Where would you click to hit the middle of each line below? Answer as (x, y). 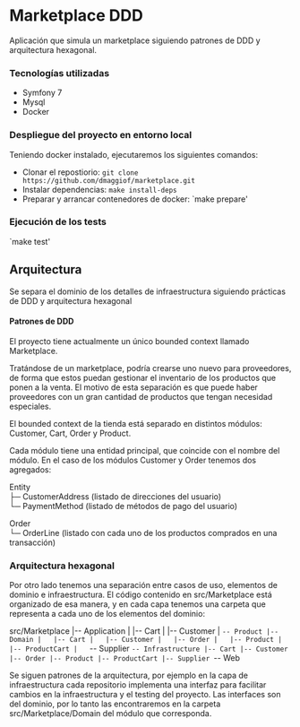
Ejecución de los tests (58, 222)
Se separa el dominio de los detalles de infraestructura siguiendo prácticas (148, 291)
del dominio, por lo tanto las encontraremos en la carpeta (115, 704)
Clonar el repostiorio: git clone (80, 172)
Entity (20, 487)
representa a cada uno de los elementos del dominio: (107, 614)
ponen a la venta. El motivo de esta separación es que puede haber (133, 387)
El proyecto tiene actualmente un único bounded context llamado (129, 341)
